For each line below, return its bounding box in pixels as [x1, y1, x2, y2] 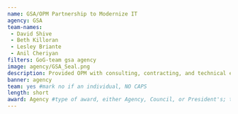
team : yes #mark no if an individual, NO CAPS [7, 83, 147, 90]
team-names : [7, 23, 42, 30]
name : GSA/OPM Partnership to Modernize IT [7, 10, 138, 18]
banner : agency [7, 76, 52, 84]
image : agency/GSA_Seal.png [7, 63, 91, 70]
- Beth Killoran [10, 37, 59, 44]
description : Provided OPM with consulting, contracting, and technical [7, 69, 227, 76]
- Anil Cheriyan [10, 50, 59, 57]
